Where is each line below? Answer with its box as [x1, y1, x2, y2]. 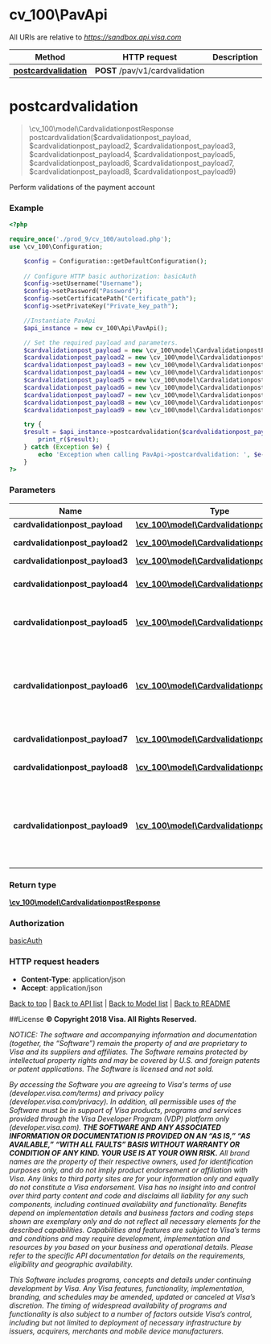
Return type [9, 879, 57, 891]
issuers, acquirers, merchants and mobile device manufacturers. [9, 1326, 224, 1336]
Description [212, 51, 258, 62]
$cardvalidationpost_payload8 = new [23, 399, 147, 407]
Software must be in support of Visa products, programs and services [9, 1105, 242, 1114]
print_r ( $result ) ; [38, 436, 100, 444]
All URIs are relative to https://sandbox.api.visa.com [9, 32, 182, 42]
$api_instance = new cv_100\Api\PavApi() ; [23, 324, 168, 332]
